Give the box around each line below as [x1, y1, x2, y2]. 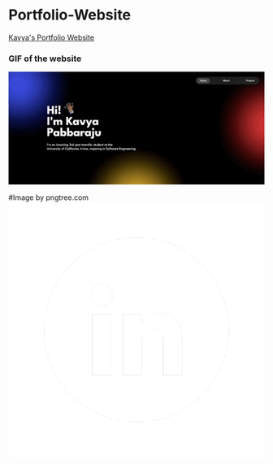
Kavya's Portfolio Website [8, 33, 95, 42]
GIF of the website [8, 53, 82, 64]
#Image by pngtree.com [8, 193, 89, 202]
